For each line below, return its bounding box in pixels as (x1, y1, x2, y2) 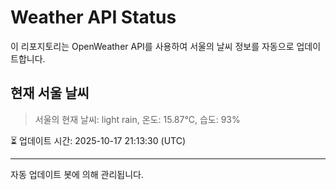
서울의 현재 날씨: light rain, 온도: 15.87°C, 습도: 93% (34, 113, 241, 125)
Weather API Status (10, 6, 177, 29)
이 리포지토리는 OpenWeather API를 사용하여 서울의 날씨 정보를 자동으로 (10, 40, 295, 52)
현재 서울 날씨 (10, 85, 90, 102)
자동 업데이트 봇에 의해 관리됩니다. (10, 168, 144, 180)
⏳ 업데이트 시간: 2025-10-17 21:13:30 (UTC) (10, 134, 186, 146)
